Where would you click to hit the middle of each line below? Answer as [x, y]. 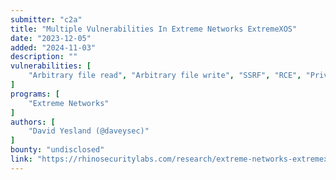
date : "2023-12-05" [51, 38]
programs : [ [35, 94]
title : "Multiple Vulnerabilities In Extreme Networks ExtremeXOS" [154, 29]
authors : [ [33, 122]
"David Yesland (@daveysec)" [89, 131]
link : [21, 159]
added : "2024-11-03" [53, 47]
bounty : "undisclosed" [57, 150]
